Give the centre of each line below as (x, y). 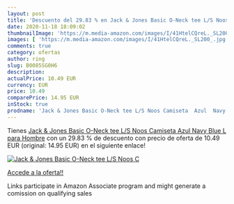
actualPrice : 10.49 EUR (42, 78)
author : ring (26, 59)
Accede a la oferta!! (36, 172)
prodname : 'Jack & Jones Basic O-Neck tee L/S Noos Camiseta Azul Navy (117, 111)
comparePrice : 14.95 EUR (43, 98)
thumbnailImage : (31, 33)
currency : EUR (28, 85)
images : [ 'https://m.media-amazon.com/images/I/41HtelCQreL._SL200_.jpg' (118, 40)
